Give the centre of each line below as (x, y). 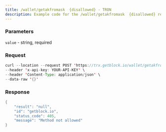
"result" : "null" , (33, 107)
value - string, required (28, 42)
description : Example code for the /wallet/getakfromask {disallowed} (80, 14)
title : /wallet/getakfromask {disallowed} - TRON (58, 10)
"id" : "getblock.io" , (36, 111)
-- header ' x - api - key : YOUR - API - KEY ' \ (45, 70)
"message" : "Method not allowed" (48, 121)
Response (17, 92)
